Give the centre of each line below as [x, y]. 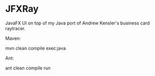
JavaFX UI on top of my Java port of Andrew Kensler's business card [77, 23]
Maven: [13, 38]
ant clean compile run [28, 68]
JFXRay [22, 9]
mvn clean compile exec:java [36, 48]
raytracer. [15, 28]
